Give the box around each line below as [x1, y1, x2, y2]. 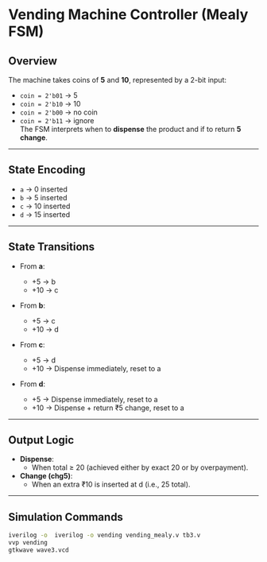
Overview [8, 54, 58, 68]
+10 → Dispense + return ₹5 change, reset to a [31, 403, 184, 413]
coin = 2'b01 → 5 [19, 91, 78, 100]
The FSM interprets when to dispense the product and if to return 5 [19, 125, 242, 134]
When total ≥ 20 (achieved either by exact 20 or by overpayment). [31, 463, 249, 472]
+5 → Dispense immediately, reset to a [31, 394, 158, 404]
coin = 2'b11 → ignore [19, 116, 95, 125]
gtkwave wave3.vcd [8, 546, 69, 554]
